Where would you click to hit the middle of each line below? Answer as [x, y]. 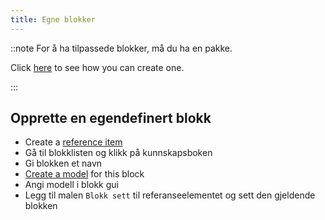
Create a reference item [73, 142]
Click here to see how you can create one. [97, 67]
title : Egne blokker [53, 19]
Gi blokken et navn [63, 163]
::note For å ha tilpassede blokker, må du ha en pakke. [121, 48]
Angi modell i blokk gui [71, 185]
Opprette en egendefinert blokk [111, 118]
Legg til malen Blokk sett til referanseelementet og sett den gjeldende [170, 195]
